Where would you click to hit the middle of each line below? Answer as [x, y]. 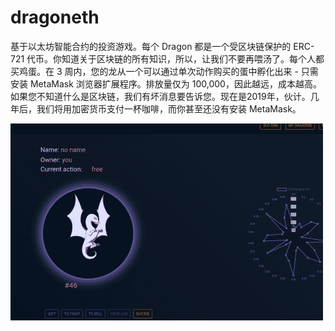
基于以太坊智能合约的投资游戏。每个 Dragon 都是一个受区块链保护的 [151, 46]
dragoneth [55, 17]
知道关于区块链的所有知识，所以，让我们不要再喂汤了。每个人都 [193, 58]
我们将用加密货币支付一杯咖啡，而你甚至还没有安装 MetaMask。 [169, 108]
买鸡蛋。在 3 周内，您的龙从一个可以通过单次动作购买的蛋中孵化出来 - [154, 71]
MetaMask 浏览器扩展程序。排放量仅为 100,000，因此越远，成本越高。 [175, 83]
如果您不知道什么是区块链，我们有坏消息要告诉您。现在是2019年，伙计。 [160, 96]
